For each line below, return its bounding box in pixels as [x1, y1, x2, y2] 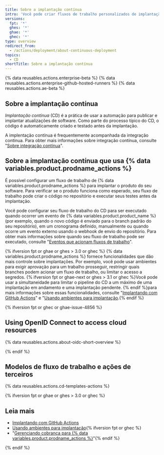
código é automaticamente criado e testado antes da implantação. [5, 123, 138, 128]
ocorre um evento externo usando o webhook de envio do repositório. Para [5, 228, 156, 234]
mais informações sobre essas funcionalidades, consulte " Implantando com [5, 290, 158, 295]
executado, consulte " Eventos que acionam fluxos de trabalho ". [5, 239, 133, 245]
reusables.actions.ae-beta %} [5, 85, 65, 91]
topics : [5, 52, 21, 58]
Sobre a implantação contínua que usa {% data [5, 157, 151, 165]
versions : [5, 16, 25, 21]
